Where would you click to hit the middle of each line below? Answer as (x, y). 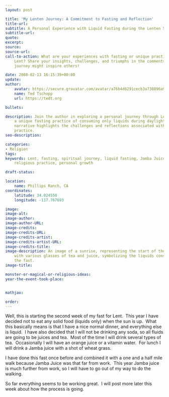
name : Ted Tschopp (33, 94)
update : (13, 80)
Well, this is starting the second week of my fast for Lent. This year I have (82, 316)
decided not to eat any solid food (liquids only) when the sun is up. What (81, 321)
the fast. (25, 261)
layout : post (19, 10)
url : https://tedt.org (38, 98)
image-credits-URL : (26, 232)
